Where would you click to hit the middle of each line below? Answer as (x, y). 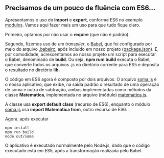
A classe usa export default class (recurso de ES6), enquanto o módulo (78, 104)
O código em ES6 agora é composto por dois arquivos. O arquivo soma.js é (81, 79)
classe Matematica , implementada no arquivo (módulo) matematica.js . (76, 95)
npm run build (20, 132)
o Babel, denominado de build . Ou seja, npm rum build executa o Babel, (78, 59)
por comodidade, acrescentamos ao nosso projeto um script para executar (81, 54)
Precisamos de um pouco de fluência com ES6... (80, 8)
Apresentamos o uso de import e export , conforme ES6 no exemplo (74, 20)
